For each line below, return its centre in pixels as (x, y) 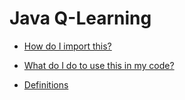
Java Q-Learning (80, 18)
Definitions (46, 84)
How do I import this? (67, 46)
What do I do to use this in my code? (99, 65)
